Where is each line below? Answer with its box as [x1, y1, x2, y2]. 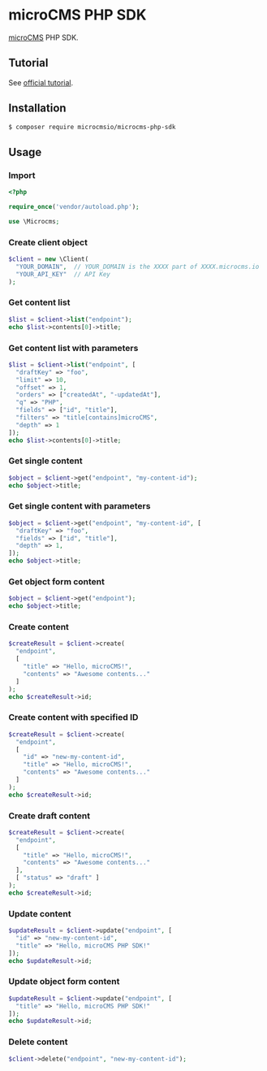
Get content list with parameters [8, 342, 139, 353]
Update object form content [8, 976, 120, 987]
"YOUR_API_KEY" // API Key [15, 270, 111, 278]
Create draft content [8, 810, 91, 822]
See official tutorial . [8, 77, 74, 87]
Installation [8, 102, 67, 115]
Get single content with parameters [8, 501, 151, 512]
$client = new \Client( [8, 255, 89, 263]
